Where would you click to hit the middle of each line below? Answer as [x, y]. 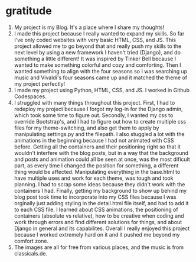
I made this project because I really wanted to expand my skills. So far [99, 33]
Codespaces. [30, 96]
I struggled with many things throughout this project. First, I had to [94, 102]
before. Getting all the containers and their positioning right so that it [97, 147]
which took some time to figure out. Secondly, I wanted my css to [94, 115]
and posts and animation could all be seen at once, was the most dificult [102, 159]
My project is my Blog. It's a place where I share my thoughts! [89, 27]
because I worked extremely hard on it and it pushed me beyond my [97, 234]
